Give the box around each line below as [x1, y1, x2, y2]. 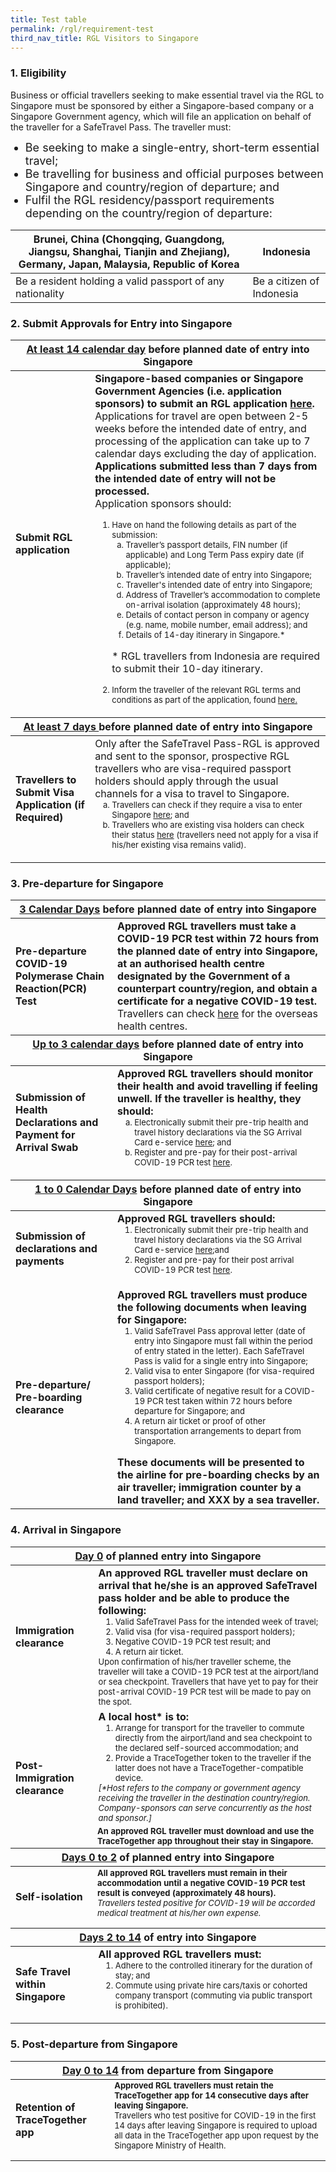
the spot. [98, 1696, 132, 1707]
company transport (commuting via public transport [114, 1990, 313, 2001]
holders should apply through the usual [94, 774, 279, 788]
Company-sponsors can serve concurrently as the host [98, 1802, 312, 1813]
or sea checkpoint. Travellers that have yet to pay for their [98, 1676, 319, 1687]
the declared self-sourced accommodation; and [114, 1742, 299, 1753]
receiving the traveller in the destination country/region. [98, 1792, 311, 1803]
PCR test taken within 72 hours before [146, 1396, 293, 1407]
